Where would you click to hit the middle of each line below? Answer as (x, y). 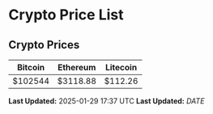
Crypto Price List (66, 15)
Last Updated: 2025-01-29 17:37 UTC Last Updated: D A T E (106, 101)
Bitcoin (31, 68)
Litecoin (121, 68)
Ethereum (77, 68)
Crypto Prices (44, 45)
